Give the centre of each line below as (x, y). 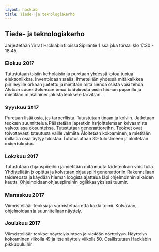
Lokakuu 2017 (22, 156)
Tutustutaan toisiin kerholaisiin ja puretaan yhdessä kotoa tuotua (69, 74)
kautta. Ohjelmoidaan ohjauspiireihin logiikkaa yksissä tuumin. (67, 182)
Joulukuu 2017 (23, 223)
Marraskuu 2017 (25, 195)
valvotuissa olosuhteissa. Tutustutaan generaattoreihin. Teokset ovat (73, 128)
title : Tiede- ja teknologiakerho (40, 14)
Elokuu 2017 (20, 63)
